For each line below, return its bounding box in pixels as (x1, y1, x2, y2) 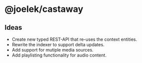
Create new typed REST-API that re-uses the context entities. (11, 36, 138, 42)
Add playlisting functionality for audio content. (11, 52, 107, 58)
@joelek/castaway (4, 3, 83, 15)
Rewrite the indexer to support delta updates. (11, 42, 105, 48)
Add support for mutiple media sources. (11, 47, 94, 53)
